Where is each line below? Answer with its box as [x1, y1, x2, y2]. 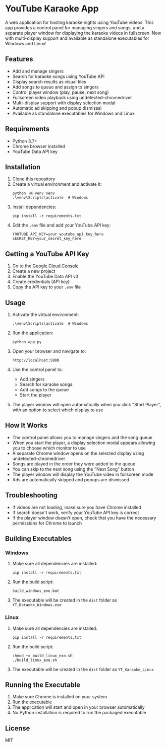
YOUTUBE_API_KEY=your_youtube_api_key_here [12, 232, 104, 237]
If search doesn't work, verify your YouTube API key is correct [12, 510, 139, 516]
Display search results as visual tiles [12, 78, 87, 84]
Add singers [19, 376, 45, 382]
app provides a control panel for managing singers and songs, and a [5, 24, 145, 30]
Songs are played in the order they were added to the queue [12, 460, 136, 467]
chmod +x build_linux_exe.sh [12, 653, 73, 658]
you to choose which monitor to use [12, 445, 86, 451]
